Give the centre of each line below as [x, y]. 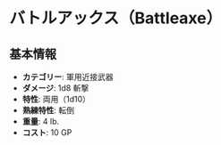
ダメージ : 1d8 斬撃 [55, 88]
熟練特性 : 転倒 [48, 110]
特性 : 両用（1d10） [56, 99]
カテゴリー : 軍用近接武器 [68, 77]
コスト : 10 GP [47, 133]
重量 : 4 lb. [41, 121]
